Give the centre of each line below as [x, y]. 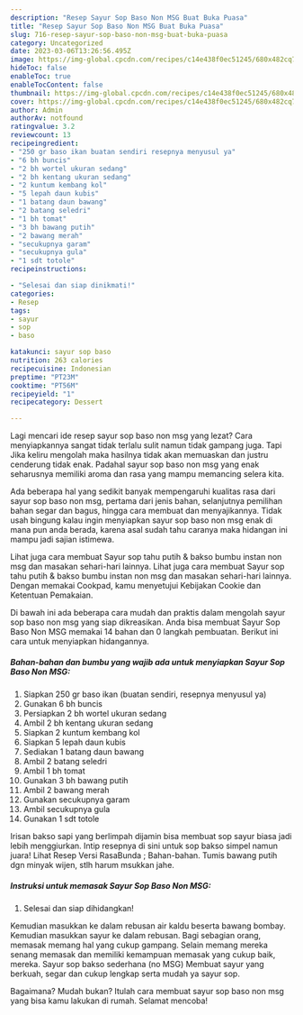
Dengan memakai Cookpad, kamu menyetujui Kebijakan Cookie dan [136, 586]
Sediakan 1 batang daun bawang [84, 752]
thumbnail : [31, 93]
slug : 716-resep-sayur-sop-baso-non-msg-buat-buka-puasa [119, 34]
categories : [32, 294]
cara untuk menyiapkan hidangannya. [80, 642]
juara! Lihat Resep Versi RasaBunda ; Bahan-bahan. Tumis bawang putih [144, 855]
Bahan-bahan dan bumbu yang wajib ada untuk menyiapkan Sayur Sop [148, 662]
